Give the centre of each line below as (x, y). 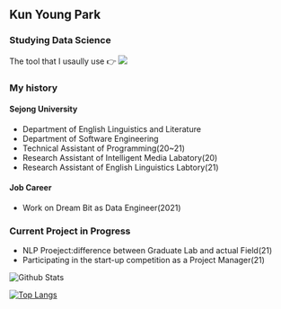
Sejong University (44, 109)
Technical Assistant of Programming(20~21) (104, 148)
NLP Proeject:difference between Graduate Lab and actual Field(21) (147, 251)
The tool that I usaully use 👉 (63, 61)
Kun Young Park (55, 15)
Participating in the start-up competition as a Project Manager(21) (143, 260)
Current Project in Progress (70, 231)
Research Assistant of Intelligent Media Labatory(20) (120, 157)
